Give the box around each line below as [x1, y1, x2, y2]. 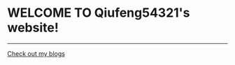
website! [7, 20, 59, 36]
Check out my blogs [7, 49, 65, 57]
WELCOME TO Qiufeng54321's [7, 5, 190, 21]
